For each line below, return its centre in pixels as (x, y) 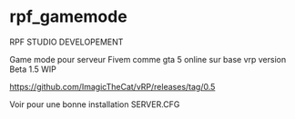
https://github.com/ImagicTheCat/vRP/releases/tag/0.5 (112, 86)
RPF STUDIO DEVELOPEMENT (66, 42)
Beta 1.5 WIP (33, 69)
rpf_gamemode (68, 17)
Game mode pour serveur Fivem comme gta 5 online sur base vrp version (148, 59)
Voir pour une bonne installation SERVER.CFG (95, 104)
